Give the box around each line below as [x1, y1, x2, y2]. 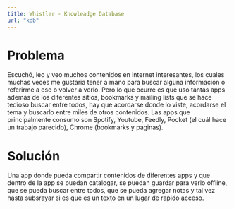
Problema [7, 47, 65, 64]
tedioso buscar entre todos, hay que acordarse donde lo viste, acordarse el [7, 100, 226, 109]
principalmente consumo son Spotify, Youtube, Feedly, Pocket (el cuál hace [7, 116, 227, 124]
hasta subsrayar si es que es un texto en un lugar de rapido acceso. [7, 193, 204, 202]
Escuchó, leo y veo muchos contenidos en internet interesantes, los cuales [7, 71, 225, 79]
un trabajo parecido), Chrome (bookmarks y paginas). [7, 123, 164, 131]
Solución [7, 148, 61, 164]
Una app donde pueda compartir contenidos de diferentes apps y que [7, 171, 210, 180]
